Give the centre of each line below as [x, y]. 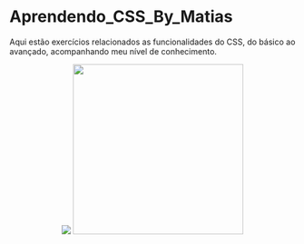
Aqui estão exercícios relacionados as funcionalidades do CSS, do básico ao [152, 42]
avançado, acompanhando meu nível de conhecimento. [113, 51]
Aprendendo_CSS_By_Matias [121, 17]
